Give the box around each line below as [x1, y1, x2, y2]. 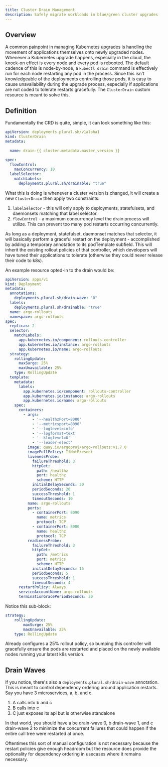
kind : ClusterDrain [5, 134, 46, 139]
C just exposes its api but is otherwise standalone [12, 710, 115, 716]
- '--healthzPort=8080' [32, 417, 82, 422]
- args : [23, 412, 39, 417]
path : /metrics [37, 552, 69, 557]
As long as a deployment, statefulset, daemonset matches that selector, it [5, 230, 157, 236]
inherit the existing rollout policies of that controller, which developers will [5, 246, 157, 252]
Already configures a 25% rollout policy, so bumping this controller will [5, 641, 151, 647]
